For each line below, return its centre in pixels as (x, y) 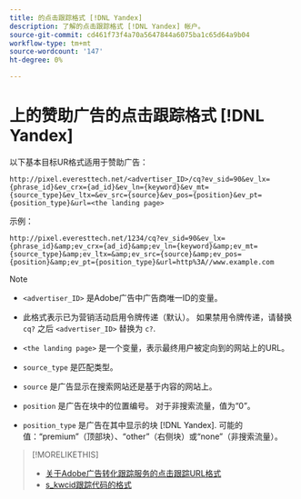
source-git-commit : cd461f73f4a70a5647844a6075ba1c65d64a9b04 (130, 35)
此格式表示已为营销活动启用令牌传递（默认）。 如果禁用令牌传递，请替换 (157, 317)
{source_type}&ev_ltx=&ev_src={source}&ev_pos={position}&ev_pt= (135, 195)
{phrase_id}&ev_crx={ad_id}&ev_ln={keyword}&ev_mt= (109, 187)
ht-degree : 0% (36, 60)
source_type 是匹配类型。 (70, 367)
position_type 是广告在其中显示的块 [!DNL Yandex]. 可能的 (133, 424)
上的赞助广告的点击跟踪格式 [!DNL (137, 116)
